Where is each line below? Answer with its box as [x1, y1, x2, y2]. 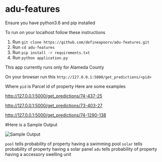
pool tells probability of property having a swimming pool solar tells [5, 141, 143, 147]
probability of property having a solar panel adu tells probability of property [5, 146, 158, 152]
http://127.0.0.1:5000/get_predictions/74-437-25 [5, 93, 102, 99]
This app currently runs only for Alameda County [5, 64, 104, 70]
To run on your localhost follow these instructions [5, 29, 106, 35]
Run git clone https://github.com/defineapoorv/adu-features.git [12, 39, 150, 45]
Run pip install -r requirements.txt [12, 49, 90, 55]
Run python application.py [12, 54, 68, 60]
